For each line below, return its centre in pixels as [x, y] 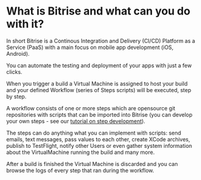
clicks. [14, 72]
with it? [25, 24]
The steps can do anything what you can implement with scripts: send [94, 133]
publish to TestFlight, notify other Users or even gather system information [99, 145]
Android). [18, 53]
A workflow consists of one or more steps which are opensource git [91, 108]
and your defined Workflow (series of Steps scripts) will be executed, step [99, 90]
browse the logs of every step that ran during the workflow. [80, 170]
